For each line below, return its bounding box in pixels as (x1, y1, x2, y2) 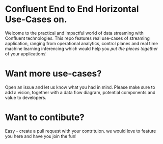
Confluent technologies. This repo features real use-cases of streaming (5, 35, 150, 41)
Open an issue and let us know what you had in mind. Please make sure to (5, 84, 156, 90)
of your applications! (5, 50, 47, 57)
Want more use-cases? (5, 68, 102, 79)
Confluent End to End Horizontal (5, 3, 139, 15)
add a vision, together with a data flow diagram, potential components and (5, 89, 156, 95)
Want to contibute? (5, 112, 85, 123)
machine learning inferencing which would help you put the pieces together (5, 46, 158, 51)
